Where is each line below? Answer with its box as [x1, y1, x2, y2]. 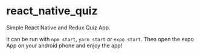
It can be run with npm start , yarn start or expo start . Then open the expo [6, 35, 195, 42]
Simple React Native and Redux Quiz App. [6, 24, 111, 31]
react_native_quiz [6, 4, 98, 18]
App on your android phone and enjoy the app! [6, 42, 123, 49]
